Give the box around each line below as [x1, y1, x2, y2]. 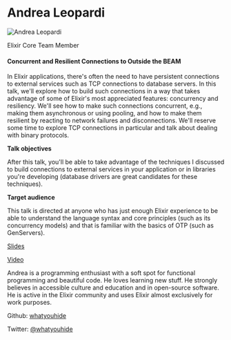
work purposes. [7, 299, 52, 307]
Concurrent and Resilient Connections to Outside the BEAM [7, 57, 181, 65]
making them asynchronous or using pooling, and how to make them [7, 109, 202, 117]
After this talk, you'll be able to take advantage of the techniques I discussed [7, 158, 225, 167]
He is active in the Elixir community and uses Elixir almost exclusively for [7, 291, 213, 299]
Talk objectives [7, 144, 52, 153]
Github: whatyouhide [7, 312, 67, 320]
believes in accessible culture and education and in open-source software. [7, 283, 219, 292]
